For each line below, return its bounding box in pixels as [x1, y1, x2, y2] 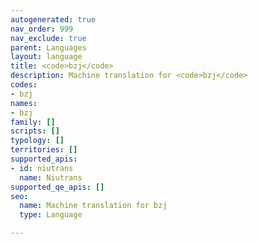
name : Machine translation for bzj [19, 201, 168, 211]
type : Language [19, 210, 83, 220]
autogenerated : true [10, 14, 97, 25]
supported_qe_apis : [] [10, 182, 105, 192]
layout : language [10, 52, 83, 62]
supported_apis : [10, 154, 78, 164]
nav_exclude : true [10, 33, 87, 43]
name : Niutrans [19, 172, 83, 183]
